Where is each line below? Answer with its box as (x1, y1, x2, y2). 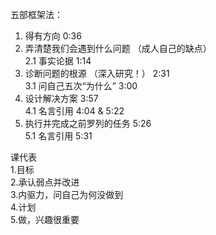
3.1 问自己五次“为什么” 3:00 (24, 80, 138, 92)
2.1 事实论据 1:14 (24, 55, 92, 67)
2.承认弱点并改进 (10, 176, 80, 188)
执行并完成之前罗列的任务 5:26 (24, 118, 152, 129)
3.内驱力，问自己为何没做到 (10, 189, 124, 200)
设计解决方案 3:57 (24, 93, 99, 104)
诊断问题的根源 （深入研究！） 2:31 (24, 68, 170, 79)
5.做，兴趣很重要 (10, 214, 80, 225)
